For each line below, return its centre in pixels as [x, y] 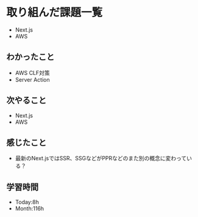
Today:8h [27, 202]
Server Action [32, 79]
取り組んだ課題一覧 [55, 12]
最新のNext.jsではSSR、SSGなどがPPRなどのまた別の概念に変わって [101, 158]
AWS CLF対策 [32, 73]
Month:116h [30, 208]
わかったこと [30, 57]
